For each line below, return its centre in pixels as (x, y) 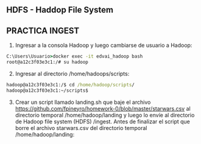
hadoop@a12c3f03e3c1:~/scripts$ (47, 91)
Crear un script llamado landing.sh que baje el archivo (83, 102)
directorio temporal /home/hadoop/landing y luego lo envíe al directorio (105, 115)
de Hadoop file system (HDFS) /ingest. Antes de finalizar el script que (103, 122)
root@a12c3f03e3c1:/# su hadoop (47, 62)
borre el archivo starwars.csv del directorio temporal (81, 128)
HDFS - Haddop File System (60, 10)
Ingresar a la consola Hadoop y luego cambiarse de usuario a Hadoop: (104, 46)
